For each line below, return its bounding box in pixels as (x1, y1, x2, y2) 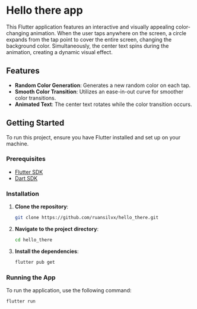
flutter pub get (14, 259, 55, 265)
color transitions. (14, 94, 56, 101)
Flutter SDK (14, 168, 43, 176)
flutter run (6, 298, 36, 304)
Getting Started (6, 118, 65, 128)
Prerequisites (6, 155, 46, 163)
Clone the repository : (14, 203, 69, 210)
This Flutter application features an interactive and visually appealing (6, 23, 175, 30)
